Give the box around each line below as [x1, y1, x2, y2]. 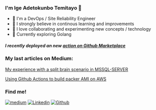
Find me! [5, 88, 27, 95]
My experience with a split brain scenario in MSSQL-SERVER [5, 66, 128, 72]
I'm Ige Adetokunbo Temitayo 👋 [5, 4, 82, 11]
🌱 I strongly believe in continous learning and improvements [12, 21, 134, 27]
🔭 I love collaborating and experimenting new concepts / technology [12, 26, 152, 32]
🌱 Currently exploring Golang [12, 32, 72, 37]
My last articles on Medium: [5, 55, 74, 62]
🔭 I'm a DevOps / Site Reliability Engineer [12, 16, 96, 22]
